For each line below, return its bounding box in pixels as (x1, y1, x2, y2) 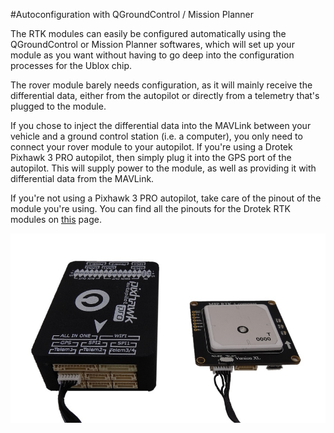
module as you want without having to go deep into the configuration (10, 49, 295, 61)
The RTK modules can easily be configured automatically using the (10, 28, 287, 39)
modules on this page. (10, 214, 102, 225)
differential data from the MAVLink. (10, 173, 155, 184)
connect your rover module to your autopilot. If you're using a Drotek (10, 141, 293, 153)
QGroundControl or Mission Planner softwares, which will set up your (10, 39, 295, 50)
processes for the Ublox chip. (10, 60, 133, 71)
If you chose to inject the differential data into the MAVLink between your (10, 120, 312, 131)
